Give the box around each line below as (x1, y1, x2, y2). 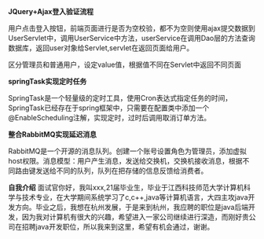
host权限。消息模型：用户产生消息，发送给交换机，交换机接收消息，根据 (8, 156, 243, 165)
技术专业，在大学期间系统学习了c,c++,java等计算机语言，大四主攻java (21, 193, 249, 202)
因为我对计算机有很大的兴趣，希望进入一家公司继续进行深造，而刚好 (21, 212, 242, 222)
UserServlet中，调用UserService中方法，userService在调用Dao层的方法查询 (8, 34, 255, 42)
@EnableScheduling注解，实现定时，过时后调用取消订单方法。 (8, 113, 211, 122)
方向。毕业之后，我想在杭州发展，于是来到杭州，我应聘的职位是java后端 (14, 203, 249, 211)
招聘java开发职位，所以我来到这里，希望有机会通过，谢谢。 (21, 222, 214, 231)
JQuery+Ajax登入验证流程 (8, 7, 94, 16)
